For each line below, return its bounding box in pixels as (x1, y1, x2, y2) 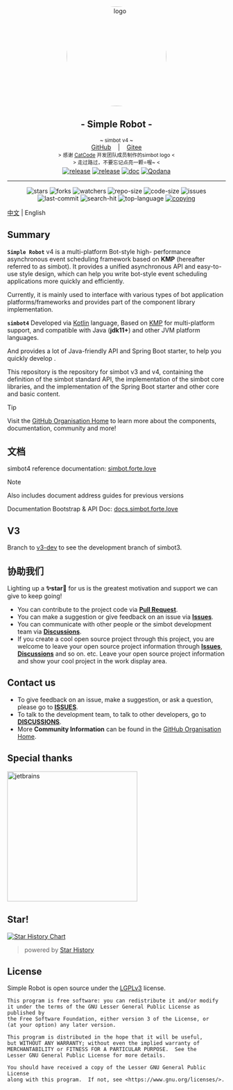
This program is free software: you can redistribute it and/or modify (7, 998, 218, 1005)
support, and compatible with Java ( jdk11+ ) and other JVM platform (7, 325, 201, 334)
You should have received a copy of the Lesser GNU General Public (7, 1064, 207, 1071)
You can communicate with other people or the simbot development (17, 620, 212, 629)
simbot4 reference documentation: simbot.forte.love (7, 464, 157, 473)
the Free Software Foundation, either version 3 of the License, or (7, 1016, 209, 1023)
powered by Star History (24, 946, 94, 954)
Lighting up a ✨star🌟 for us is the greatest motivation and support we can (7, 584, 218, 593)
